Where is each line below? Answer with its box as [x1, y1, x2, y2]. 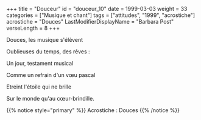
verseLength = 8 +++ [6, 24, 60, 32]
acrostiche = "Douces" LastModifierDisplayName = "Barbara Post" [6, 18, 174, 25]
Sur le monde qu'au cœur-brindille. [6, 95, 94, 102]
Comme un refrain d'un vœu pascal [6, 72, 96, 78]
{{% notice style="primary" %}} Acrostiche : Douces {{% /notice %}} [6, 107, 180, 114]
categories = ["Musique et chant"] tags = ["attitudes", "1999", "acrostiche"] [6, 12, 196, 19]
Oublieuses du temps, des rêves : [6, 48, 90, 55]
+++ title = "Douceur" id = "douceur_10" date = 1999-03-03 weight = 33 [6, 5, 188, 12]
